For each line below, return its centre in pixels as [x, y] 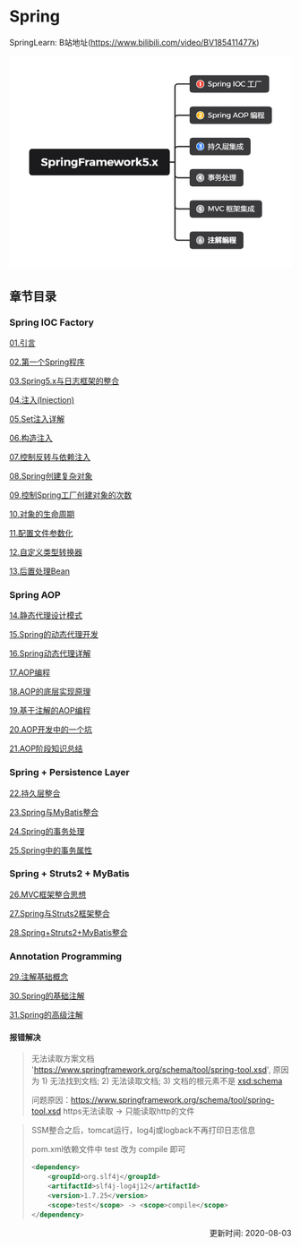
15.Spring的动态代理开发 [54, 635]
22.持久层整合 [35, 793]
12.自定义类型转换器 [46, 551]
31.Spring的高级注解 [46, 1015]
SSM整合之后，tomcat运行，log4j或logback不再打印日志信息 [143, 1131]
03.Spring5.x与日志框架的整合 [64, 380]
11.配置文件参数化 [41, 533]
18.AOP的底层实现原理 [50, 692]
